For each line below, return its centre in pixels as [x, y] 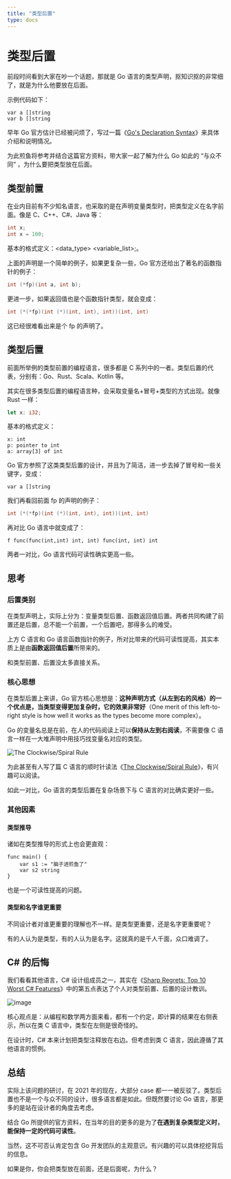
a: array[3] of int [35, 452]
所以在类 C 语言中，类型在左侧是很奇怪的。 [80, 1025]
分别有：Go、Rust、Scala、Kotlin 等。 [73, 376]
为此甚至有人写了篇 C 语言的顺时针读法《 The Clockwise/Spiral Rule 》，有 [110, 767]
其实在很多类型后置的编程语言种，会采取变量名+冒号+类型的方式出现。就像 [113, 391]
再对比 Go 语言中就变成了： [46, 527]
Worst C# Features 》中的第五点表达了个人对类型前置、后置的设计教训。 [109, 989]
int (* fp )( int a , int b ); [44, 285]
